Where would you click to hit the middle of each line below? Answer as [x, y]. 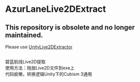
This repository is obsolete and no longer [70, 27]
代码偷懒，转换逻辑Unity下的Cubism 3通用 [49, 74]
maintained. [24, 35]
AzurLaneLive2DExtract [56, 9]
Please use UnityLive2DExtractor [39, 47]
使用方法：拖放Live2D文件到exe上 [40, 68]
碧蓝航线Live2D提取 [25, 62]
